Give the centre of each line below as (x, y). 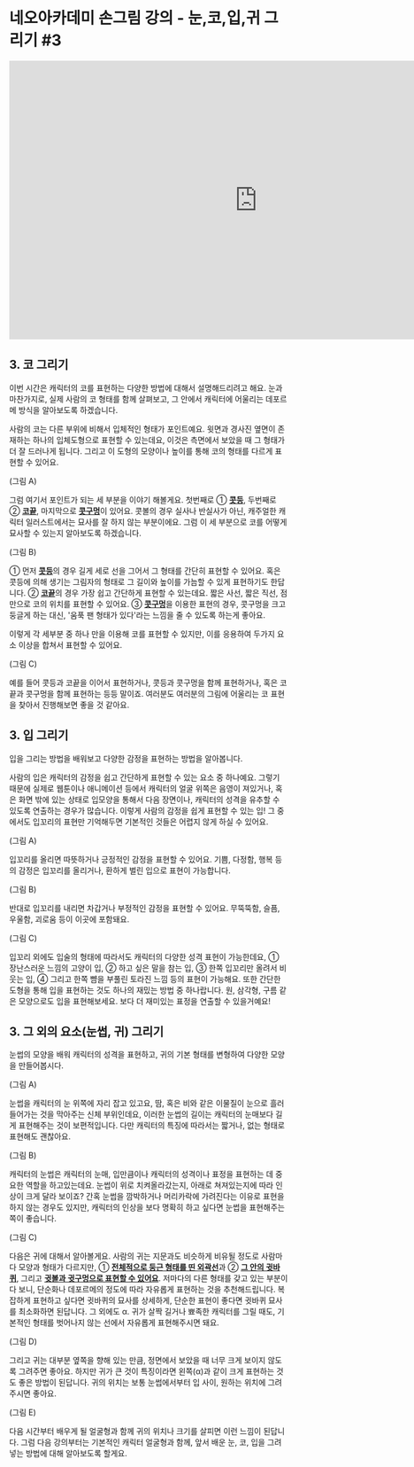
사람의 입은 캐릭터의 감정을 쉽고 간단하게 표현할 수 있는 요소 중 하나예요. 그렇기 (145, 777)
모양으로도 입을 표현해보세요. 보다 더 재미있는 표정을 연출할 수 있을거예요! (145, 1001)
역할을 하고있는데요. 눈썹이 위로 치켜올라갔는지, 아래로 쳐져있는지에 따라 (149, 1185)
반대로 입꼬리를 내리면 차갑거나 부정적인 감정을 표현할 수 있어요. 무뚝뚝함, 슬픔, (145, 908)
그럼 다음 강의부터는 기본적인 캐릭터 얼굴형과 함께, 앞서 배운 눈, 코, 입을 (143, 1442)
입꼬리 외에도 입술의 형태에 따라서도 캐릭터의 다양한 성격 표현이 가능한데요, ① (144, 956)
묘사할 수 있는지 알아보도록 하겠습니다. (75, 533)
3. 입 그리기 (39, 735)
